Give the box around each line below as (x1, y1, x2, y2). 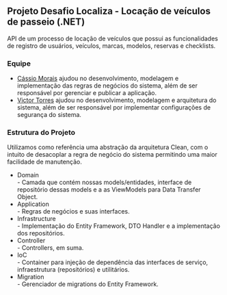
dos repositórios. (16, 229, 65, 238)
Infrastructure (16, 215, 56, 223)
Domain (16, 171, 40, 179)
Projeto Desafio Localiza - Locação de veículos (7, 5, 211, 17)
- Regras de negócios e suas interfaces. (16, 207, 130, 216)
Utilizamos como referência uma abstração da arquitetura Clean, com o (7, 143, 209, 151)
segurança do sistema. (16, 111, 82, 119)
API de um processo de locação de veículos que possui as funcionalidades (7, 34, 219, 42)
